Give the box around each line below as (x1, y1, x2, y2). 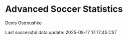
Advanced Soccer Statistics (5, 3, 123, 15)
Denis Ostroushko (5, 20, 42, 26)
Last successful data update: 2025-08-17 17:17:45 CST (5, 29, 118, 35)
